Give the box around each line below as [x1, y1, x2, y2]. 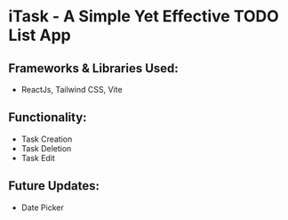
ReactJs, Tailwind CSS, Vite [20, 85, 123, 94]
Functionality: [8, 110, 87, 126]
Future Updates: [8, 178, 100, 193]
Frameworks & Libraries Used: [8, 61, 179, 76]
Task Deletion [20, 143, 72, 153]
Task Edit [20, 152, 55, 163]
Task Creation [20, 134, 73, 144]
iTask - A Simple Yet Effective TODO [8, 6, 279, 27]
